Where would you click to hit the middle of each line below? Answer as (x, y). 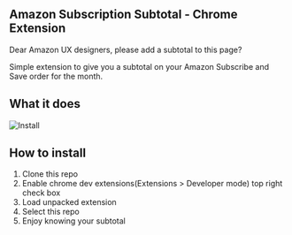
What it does (45, 104)
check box (41, 193)
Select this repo (50, 212)
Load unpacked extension (69, 202)
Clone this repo (50, 174)
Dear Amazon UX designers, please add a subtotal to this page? (126, 49)
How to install (48, 153)
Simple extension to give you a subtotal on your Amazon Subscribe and (139, 66)
